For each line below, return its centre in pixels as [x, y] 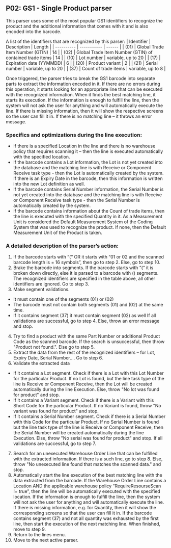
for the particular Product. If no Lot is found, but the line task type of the [89, 379]
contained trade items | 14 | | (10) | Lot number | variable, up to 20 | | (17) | [83, 58]
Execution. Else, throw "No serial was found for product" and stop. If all [88, 438]
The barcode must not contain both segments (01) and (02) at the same [88, 305]
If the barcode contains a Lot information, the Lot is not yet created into [88, 162]
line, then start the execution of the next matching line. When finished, [87, 524]
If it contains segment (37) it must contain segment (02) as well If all [84, 316]
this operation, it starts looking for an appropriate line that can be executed [84, 89]
